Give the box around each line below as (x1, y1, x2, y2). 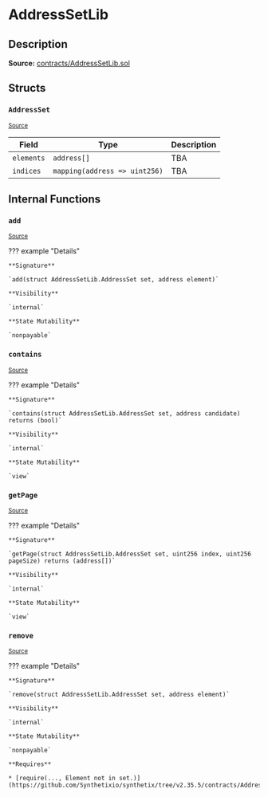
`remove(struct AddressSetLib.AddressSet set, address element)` (8, 691, 230, 699)
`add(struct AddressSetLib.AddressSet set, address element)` (8, 276, 219, 284)
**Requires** (8, 760, 52, 768)
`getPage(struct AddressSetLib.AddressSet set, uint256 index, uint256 (8, 550, 251, 558)
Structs (8, 81, 46, 95)
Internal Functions (8, 193, 101, 206)
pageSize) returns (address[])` (8, 556, 116, 565)
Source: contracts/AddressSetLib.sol (8, 58, 130, 68)
